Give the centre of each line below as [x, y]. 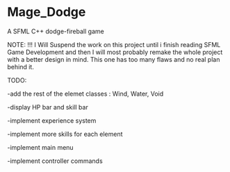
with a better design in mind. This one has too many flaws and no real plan [114, 59]
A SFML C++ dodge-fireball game [56, 31]
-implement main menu [41, 147]
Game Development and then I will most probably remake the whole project [115, 52]
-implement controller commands [55, 161]
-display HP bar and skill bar [48, 107]
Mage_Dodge [47, 12]
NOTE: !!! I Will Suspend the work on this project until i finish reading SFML [114, 44]
